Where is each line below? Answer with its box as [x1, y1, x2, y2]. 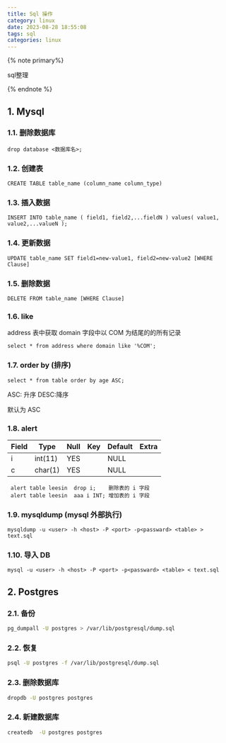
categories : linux [7, 37, 61, 44]
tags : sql [7, 30, 37, 38]
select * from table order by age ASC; [7, 377, 125, 384]
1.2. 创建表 [7, 164, 44, 174]
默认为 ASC [7, 405, 41, 414]
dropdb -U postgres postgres [7, 694, 93, 701]
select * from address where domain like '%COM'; [7, 343, 157, 350]
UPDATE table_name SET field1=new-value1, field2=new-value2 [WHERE [7, 254, 213, 262]
